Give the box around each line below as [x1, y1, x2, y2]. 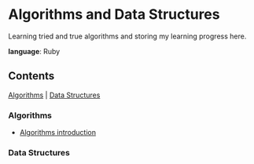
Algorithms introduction [19, 128, 97, 137]
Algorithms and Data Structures [8, 5, 220, 24]
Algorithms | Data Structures [8, 90, 101, 100]
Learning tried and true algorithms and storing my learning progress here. [8, 31, 247, 41]
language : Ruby [8, 46, 61, 56]
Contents [8, 69, 55, 83]
